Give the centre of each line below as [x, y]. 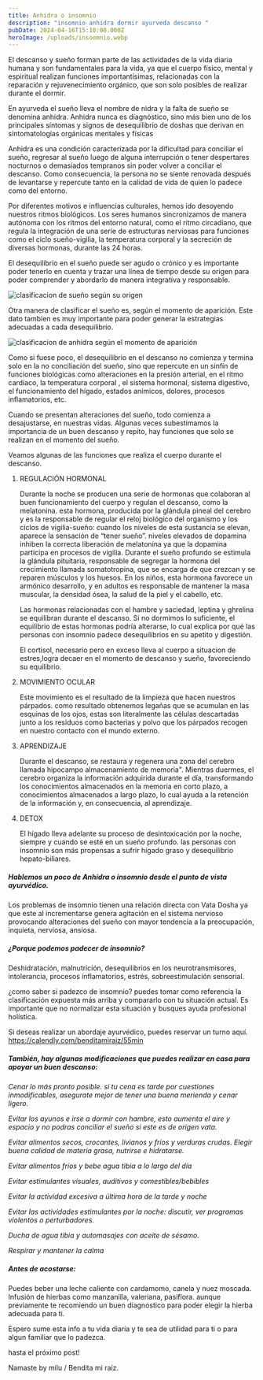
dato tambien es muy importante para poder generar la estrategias [116, 319]
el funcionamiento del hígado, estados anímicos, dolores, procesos [117, 391]
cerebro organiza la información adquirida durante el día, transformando [136, 778]
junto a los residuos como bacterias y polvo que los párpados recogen [133, 722]
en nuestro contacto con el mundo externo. [89, 731]
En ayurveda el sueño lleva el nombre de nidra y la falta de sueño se [119, 109]
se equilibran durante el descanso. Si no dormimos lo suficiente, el [127, 618]
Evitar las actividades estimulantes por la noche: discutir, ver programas [126, 1212]
